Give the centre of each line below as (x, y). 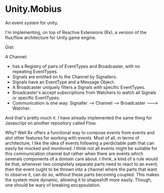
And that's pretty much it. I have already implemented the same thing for (79, 117)
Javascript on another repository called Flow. (51, 123)
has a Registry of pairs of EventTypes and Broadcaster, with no (76, 66)
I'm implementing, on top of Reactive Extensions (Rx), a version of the (76, 32)
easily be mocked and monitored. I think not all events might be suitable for (81, 148)
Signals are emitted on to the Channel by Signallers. (65, 77)
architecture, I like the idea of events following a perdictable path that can (80, 143)
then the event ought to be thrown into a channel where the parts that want (81, 169)
